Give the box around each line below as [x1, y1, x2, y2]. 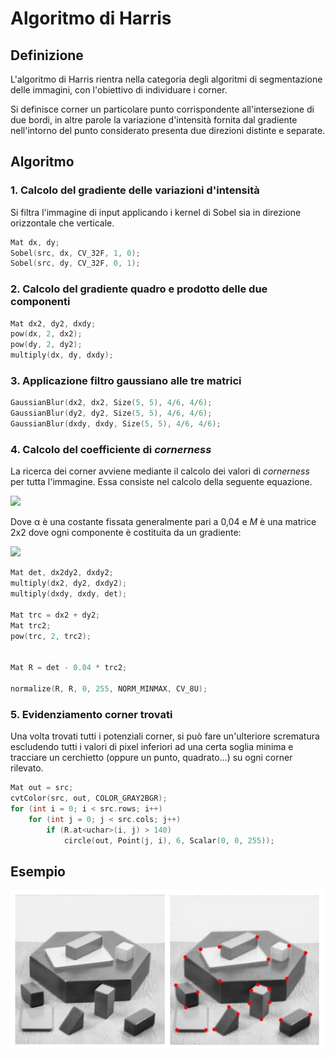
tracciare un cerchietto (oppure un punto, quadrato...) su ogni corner [10, 752, 293, 764]
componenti [10, 295, 71, 309]
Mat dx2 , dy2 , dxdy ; [10, 318, 97, 329]
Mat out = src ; [10, 783, 74, 793]
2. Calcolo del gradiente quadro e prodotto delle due [10, 282, 268, 296]
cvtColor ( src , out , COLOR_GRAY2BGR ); [10, 793, 168, 803]
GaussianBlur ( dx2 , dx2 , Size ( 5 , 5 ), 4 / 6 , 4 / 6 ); [10, 398, 213, 408]
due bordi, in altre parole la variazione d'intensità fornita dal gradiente [10, 114, 298, 126]
